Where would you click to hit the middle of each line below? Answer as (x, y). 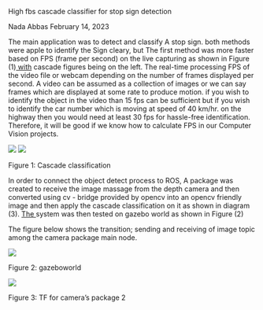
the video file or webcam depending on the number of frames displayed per (131, 75)
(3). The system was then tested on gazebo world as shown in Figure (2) (126, 214)
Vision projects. (33, 134)
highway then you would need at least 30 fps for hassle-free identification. (129, 117)
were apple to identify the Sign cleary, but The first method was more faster (131, 50)
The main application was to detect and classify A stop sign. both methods (129, 42)
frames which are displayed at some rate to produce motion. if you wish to (129, 92)
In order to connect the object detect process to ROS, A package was (121, 181)
